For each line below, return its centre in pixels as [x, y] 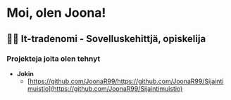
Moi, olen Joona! [56, 13]
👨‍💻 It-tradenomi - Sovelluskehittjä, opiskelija [106, 39]
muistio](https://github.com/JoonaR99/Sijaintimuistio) [105, 88]
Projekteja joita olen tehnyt [54, 59]
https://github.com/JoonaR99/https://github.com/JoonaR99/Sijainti [127, 81]
